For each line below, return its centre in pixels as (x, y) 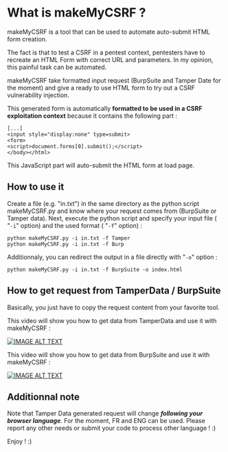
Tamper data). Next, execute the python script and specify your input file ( (112, 218)
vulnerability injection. (38, 95)
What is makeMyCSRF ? (77, 13)
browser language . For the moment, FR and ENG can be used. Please (106, 421)
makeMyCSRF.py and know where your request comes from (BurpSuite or (112, 211)
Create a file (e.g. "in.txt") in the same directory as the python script (103, 203)
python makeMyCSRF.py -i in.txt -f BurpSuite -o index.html (95, 269)
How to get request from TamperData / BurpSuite (114, 291)
